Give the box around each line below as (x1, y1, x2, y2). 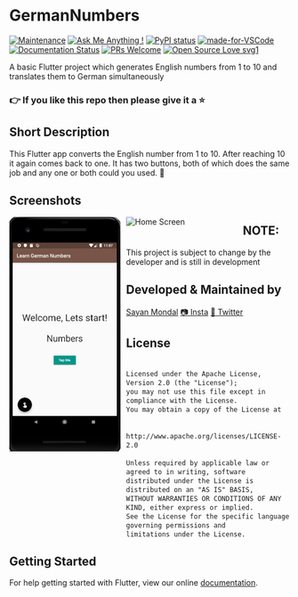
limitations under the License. (125, 529, 246, 539)
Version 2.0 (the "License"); (125, 378, 238, 388)
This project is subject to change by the (125, 247, 271, 258)
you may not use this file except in (125, 387, 266, 397)
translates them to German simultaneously (9, 70, 165, 81)
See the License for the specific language (125, 511, 290, 521)
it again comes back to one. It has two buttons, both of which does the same (9, 158, 290, 168)
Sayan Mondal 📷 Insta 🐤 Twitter (125, 307, 244, 317)
